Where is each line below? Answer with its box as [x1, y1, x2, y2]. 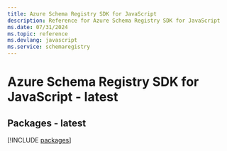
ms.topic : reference [7, 30, 69, 38]
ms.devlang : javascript [7, 37, 78, 44]
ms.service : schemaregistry [7, 43, 91, 50]
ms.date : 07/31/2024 [7, 23, 69, 30]
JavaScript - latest [7, 89, 118, 105]
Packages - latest [7, 117, 87, 129]
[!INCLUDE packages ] [7, 136, 72, 144]
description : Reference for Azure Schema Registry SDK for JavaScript [7, 17, 221, 24]
